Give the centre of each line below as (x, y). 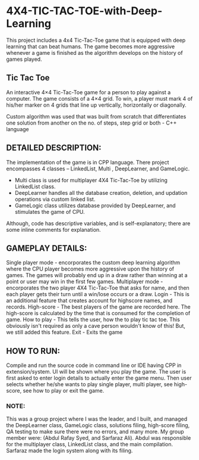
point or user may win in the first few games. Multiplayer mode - (85, 282)
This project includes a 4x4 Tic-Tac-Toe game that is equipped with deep (96, 40)
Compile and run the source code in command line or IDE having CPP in (94, 365)
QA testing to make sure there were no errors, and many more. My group (95, 432)
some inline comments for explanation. (53, 229)
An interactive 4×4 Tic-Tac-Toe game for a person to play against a (89, 92)
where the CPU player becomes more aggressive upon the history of (90, 269)
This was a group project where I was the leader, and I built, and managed (97, 419)
